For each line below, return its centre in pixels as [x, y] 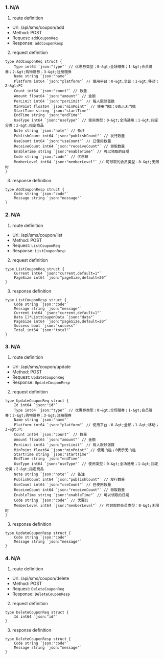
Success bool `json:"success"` [46, 326]
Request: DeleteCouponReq [38, 589]
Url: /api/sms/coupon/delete [41, 578]
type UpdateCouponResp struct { [38, 533]
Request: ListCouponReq [36, 245]
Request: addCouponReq [35, 38]
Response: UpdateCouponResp [41, 382]
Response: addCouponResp [38, 43]
